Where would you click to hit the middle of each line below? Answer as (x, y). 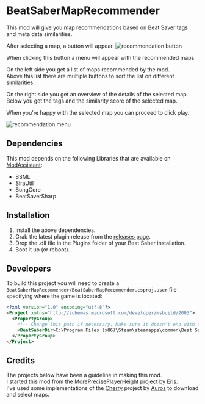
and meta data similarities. (39, 34)
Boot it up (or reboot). (42, 249)
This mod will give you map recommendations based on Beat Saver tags (97, 27)
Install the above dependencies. (55, 230)
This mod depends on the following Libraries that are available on (88, 158)
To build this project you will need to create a (63, 283)
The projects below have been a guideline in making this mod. (84, 375)
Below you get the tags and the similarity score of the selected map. (92, 101)
